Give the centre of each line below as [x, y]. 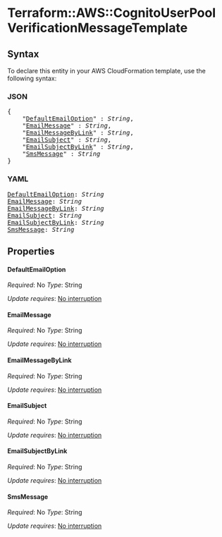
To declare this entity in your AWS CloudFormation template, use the [106, 71]
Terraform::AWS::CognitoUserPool [112, 13]
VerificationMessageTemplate [98, 28]
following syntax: [32, 78]
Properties [31, 251]
